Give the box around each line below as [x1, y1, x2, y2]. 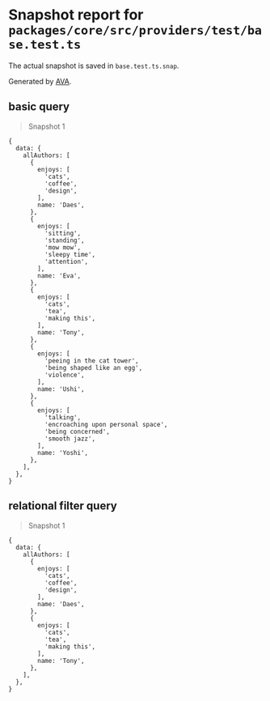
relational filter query [8, 499, 117, 513]
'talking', [44, 413, 82, 422]
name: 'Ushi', [37, 384, 85, 393]
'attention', [44, 257, 89, 266]
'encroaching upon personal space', [44, 420, 168, 428]
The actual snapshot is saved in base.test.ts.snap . [8, 61, 179, 70]
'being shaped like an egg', [44, 363, 143, 372]
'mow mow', [44, 243, 82, 252]
